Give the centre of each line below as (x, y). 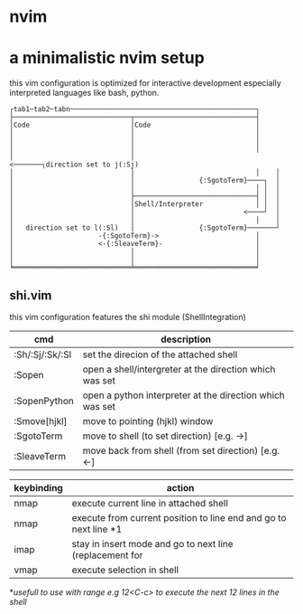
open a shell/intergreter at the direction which (179, 369)
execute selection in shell (125, 570)
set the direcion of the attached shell (160, 354)
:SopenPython (44, 401)
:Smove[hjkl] (41, 420)
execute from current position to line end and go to (179, 517)
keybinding (38, 487)
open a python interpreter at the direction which (184, 395)
